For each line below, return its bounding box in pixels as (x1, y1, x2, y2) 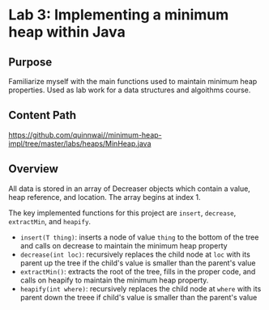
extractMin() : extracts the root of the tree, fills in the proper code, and (19, 266, 256, 276)
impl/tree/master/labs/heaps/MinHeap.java (8, 138, 152, 148)
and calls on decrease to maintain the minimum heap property (19, 240, 228, 250)
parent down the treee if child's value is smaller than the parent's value (19, 292, 258, 302)
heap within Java (8, 23, 126, 41)
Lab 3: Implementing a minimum (8, 6, 229, 24)
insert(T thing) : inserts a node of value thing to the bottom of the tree (19, 232, 259, 242)
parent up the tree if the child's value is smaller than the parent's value (19, 257, 256, 268)
